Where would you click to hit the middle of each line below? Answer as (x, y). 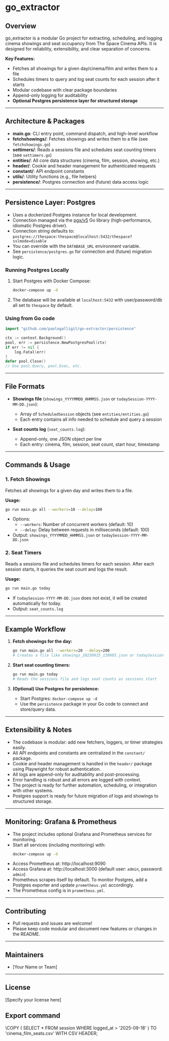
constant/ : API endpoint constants (48, 171)
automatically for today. (37, 603)
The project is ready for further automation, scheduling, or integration (84, 785)
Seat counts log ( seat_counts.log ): (49, 429)
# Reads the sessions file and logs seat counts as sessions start (84, 679)
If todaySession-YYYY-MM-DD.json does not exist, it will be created (80, 598)
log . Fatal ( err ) (30, 352)
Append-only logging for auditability (50, 95)
